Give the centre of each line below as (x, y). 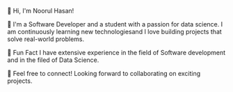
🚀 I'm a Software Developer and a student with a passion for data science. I (115, 24)
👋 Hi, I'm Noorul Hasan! (41, 11)
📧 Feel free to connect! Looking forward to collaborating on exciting (104, 74)
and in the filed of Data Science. (53, 60)
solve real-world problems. (46, 39)
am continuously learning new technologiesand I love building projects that (115, 32)
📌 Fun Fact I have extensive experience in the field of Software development (116, 53)
